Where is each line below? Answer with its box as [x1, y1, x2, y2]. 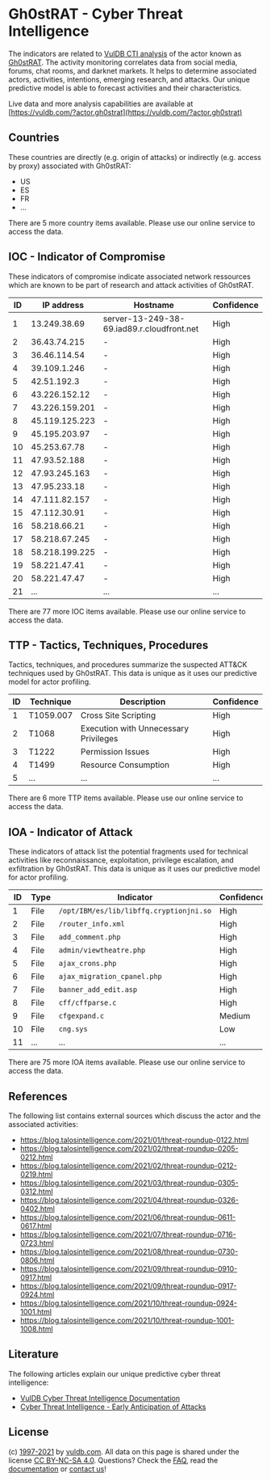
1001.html [19, 1307, 52, 1316]
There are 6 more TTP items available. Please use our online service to [8, 793, 244, 803]
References [8, 1089, 68, 1103]
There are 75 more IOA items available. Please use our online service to [8, 1057, 246, 1067]
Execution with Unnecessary [80, 723, 190, 734]
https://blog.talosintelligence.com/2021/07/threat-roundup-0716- [19, 1230, 236, 1239]
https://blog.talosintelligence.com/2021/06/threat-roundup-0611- [19, 1213, 236, 1222]
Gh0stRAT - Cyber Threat [8, 5, 183, 23]
